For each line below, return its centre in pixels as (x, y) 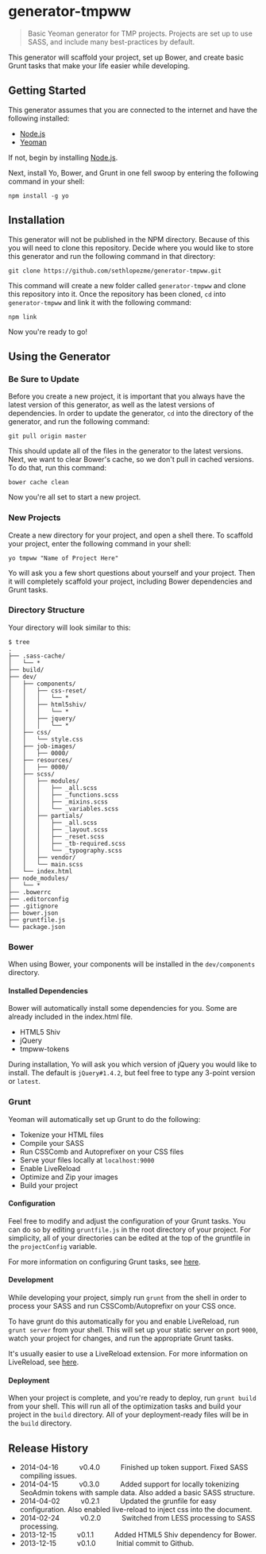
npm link (23, 317)
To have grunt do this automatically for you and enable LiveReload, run (124, 1321)
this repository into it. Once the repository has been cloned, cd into (117, 294)
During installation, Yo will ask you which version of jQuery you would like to (133, 1064)
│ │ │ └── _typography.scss (66, 850)
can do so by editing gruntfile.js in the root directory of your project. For (130, 1229)
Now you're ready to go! (48, 331)
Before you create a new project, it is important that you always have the (127, 396)
